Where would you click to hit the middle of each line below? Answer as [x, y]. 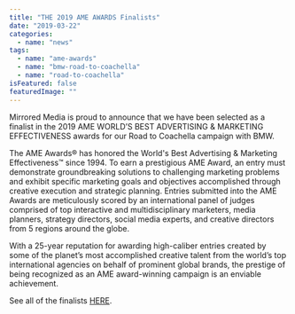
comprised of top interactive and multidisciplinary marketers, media [132, 209]
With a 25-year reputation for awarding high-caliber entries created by [138, 246]
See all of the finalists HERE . [61, 300]
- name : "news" [45, 42]
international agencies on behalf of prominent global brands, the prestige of [147, 264]
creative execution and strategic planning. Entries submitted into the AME [143, 191]
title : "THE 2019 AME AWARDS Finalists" [85, 17]
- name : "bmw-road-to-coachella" [79, 67]
